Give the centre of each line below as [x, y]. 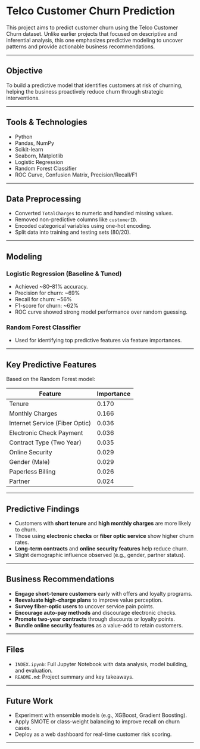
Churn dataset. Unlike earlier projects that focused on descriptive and [92, 33]
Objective [25, 71]
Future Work [30, 701]
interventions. [23, 98]
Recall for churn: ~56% [43, 299]
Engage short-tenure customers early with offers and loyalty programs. [104, 593]
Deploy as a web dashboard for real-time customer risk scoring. [93, 734]
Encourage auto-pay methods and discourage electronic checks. [96, 612]
